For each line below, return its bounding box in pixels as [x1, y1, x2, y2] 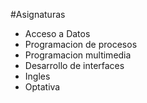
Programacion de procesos [24, 39, 138, 50]
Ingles [24, 70, 51, 82]
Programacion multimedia [24, 49, 132, 61]
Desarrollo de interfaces [24, 60, 125, 71]
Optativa [24, 81, 61, 93]
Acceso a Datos [24, 28, 91, 39]
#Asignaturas [10, 9, 66, 20]
